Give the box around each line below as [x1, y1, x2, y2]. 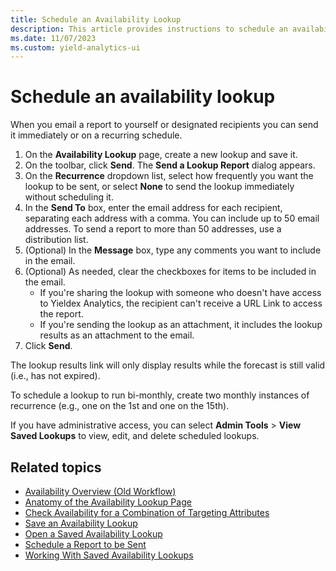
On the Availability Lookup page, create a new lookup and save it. [24, 149, 298, 161]
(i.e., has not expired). [10, 370, 101, 382]
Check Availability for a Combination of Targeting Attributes [24, 507, 270, 518]
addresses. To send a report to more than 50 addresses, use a [24, 223, 282, 235]
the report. [39, 308, 84, 320]
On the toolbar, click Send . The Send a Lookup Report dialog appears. [24, 159, 316, 171]
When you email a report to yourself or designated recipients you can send [10, 119, 319, 131]
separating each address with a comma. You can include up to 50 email [24, 212, 320, 225]
